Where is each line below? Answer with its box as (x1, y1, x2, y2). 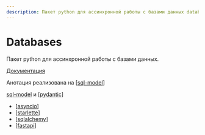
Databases (6, 35, 62, 49)
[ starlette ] (15, 109, 40, 116)
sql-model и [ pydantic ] (6, 91, 64, 98)
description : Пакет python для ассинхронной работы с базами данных (6, 9, 184, 15)
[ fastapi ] (15, 122, 37, 129)
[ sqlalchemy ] (15, 115, 48, 122)
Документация (6, 67, 46, 74)
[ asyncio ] (15, 102, 40, 109)
